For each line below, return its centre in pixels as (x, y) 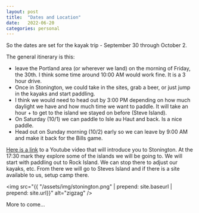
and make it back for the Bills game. (59, 138)
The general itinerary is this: (41, 57)
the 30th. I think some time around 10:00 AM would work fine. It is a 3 (100, 75)
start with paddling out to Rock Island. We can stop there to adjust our (92, 162)
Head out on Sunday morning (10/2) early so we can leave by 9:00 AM (101, 132)
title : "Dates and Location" (44, 17)
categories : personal (33, 28)
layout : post (22, 12)
